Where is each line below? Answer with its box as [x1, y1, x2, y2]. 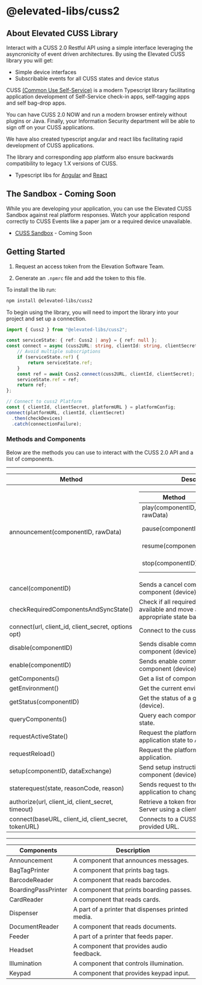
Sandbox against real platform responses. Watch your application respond [6, 211, 190, 218]
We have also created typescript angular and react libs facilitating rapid [6, 135, 183, 143]
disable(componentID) [9, 643, 73, 652]
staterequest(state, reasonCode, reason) [9, 784, 124, 792]
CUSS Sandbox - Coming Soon [14, 229, 92, 236]
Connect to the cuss [139, 626, 197, 634]
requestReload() [9, 749, 55, 758]
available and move [139, 605, 194, 613]
